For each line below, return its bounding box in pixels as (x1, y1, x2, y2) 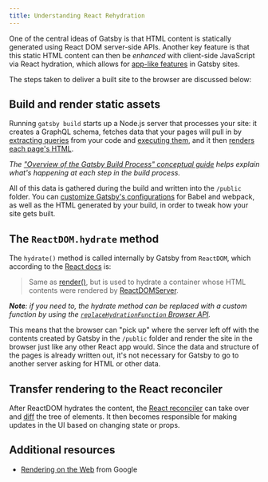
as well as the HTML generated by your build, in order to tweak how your (9, 200, 249, 210)
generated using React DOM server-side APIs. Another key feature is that (9, 41, 250, 52)
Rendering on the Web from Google (20, 464, 138, 474)
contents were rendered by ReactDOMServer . (28, 286, 179, 295)
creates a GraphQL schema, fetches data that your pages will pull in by (9, 127, 242, 136)
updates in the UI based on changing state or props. (9, 421, 180, 430)
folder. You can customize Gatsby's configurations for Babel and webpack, (9, 192, 255, 202)
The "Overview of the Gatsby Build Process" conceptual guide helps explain (9, 160, 260, 169)
